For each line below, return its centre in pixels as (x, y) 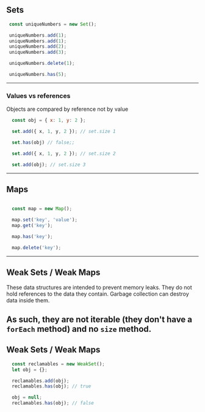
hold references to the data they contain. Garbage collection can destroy (98, 294)
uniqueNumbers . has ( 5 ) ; (38, 75)
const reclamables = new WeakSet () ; (58, 364)
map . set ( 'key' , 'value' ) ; (45, 220)
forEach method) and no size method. (79, 329)
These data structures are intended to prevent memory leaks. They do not (99, 287)
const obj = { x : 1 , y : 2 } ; (49, 121)
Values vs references (38, 96)
